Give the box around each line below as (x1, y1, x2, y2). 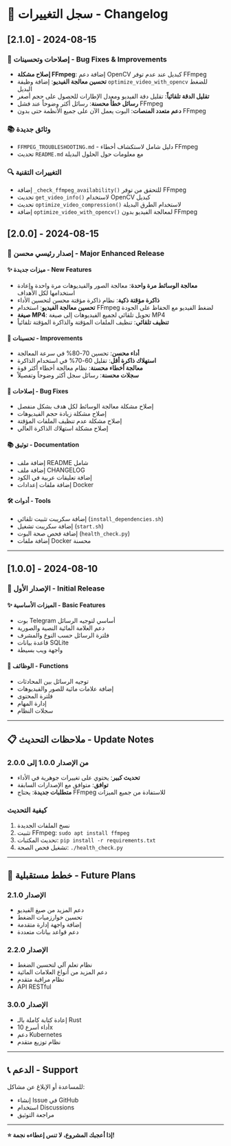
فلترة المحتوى (16, 691, 54, 700)
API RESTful (16, 982, 52, 991)
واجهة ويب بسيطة (16, 646, 63, 654)
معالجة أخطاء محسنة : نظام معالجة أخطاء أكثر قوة (16, 364, 143, 372)
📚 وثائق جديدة (7, 124, 51, 134)
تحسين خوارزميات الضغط (16, 913, 82, 922)
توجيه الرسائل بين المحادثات (16, 677, 89, 685)
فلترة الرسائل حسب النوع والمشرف (16, 631, 110, 640)
